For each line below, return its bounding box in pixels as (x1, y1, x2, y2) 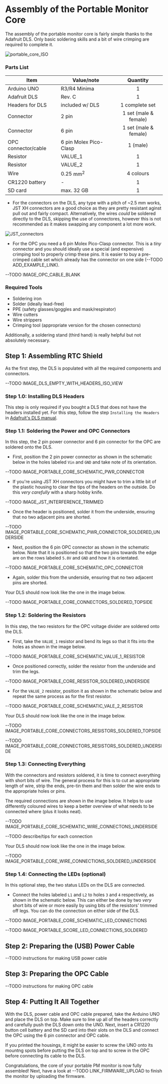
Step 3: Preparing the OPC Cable (5, 969, 109, 978)
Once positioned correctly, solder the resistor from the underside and (12, 663, 156, 669)
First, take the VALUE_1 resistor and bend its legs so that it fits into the (12, 638, 154, 644)
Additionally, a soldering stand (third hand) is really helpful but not (5, 332, 141, 338)
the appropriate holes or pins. (5, 788, 66, 794)
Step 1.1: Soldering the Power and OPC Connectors (5, 427, 130, 434)
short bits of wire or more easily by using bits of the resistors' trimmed (12, 903, 157, 909)
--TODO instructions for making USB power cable (5, 955, 107, 961)
